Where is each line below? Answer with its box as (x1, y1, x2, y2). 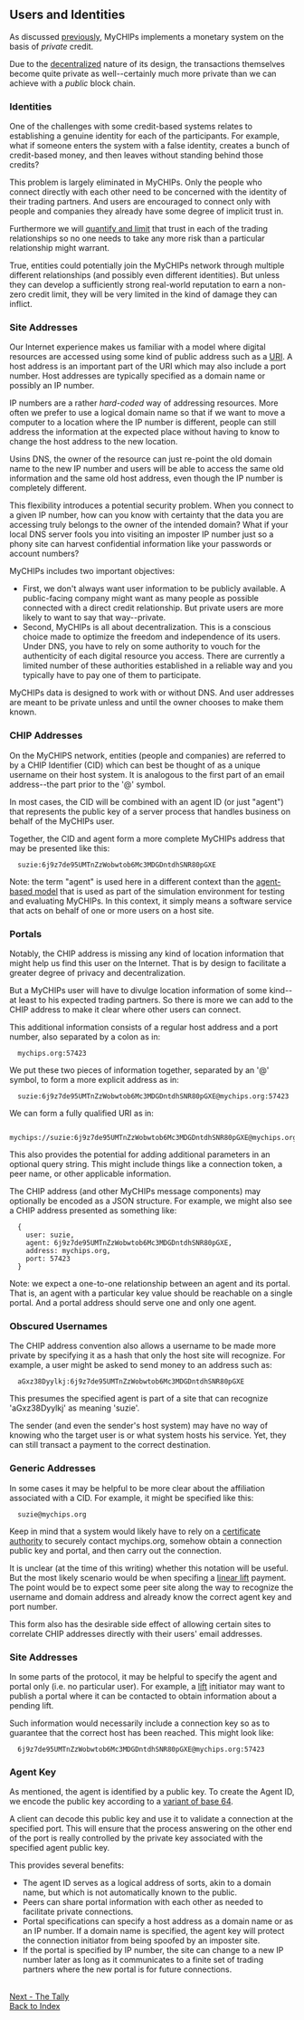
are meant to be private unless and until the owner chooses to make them (9, 697, 284, 708)
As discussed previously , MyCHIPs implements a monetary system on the (9, 31, 284, 42)
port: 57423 (25, 1254, 71, 1263)
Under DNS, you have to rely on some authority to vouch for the (22, 641, 261, 652)
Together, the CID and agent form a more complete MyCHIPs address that (9, 833, 285, 844)
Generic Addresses (9, 1462, 97, 1475)
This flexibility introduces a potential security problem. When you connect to (9, 500, 294, 511)
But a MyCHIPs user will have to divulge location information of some (9, 985, 268, 995)
